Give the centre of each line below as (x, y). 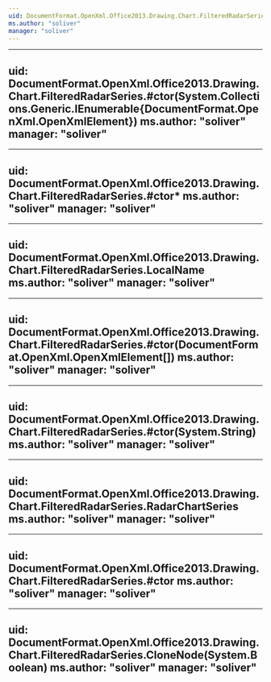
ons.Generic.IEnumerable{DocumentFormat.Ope (134, 108)
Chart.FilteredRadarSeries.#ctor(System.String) (132, 432)
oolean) (28, 668)
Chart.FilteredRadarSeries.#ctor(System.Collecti (134, 96)
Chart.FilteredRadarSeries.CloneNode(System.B (133, 655)
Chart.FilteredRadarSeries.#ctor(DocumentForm (133, 345)
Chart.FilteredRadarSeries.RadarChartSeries (124, 506)
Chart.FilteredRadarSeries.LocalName (107, 270)
